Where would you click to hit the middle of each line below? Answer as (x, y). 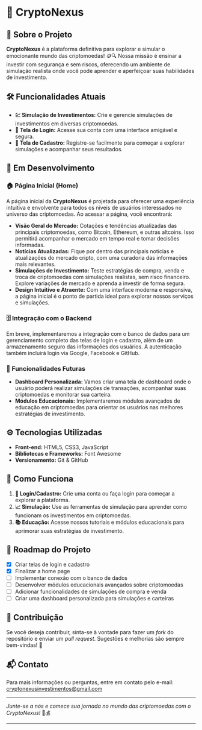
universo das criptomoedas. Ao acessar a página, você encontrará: (89, 214)
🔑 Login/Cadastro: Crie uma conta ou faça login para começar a (95, 493)
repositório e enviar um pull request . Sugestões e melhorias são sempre (95, 638)
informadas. (30, 245)
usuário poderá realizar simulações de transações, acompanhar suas (100, 388)
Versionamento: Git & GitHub (51, 460)
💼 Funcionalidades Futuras (46, 368)
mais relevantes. (35, 264)
